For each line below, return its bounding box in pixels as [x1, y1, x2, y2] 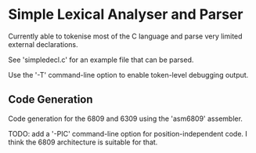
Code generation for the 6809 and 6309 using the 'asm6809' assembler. [8, 114, 243, 123]
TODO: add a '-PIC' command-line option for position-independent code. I [8, 129, 248, 138]
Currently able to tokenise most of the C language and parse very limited [8, 31, 243, 41]
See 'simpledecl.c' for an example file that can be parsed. [8, 55, 194, 64]
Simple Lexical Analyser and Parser [8, 5, 243, 24]
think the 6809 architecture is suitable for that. [8, 137, 158, 147]
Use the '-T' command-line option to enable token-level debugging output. [8, 70, 249, 79]
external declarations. [8, 39, 78, 49]
